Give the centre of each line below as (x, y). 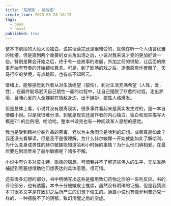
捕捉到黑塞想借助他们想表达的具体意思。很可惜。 (56, 168)
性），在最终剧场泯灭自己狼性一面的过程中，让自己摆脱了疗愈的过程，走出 (82, 91)
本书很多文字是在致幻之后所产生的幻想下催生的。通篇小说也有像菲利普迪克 (83, 192)
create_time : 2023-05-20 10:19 (38, 15)
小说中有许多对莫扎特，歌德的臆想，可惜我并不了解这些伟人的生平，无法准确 (85, 162)
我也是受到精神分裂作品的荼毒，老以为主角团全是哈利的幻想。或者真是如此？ (85, 132)
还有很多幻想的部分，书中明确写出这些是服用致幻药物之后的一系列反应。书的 (85, 179)
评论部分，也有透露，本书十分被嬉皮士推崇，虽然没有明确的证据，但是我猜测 (85, 185)
